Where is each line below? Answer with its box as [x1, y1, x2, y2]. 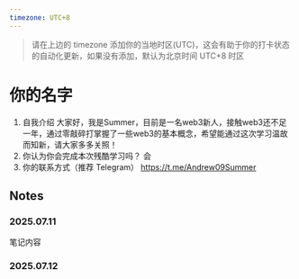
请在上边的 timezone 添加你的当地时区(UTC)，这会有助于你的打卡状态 [31, 39, 290, 49]
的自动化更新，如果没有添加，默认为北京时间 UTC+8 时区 [31, 50, 245, 61]
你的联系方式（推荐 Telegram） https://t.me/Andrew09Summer [22, 161, 257, 172]
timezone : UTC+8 [9, 13, 70, 22]
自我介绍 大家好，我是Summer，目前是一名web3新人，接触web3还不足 [22, 116, 287, 127]
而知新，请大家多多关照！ [22, 139, 118, 149]
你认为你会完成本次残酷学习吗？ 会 [22, 150, 151, 161]
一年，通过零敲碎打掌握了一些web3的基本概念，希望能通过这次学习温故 [22, 128, 288, 139]
